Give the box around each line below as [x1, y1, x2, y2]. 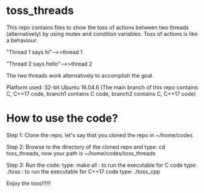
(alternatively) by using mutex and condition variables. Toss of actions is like [6, 30, 198, 37]
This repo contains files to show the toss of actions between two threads [6, 24, 189, 31]
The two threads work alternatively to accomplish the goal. [6, 72, 154, 79]
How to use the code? [6, 112, 119, 125]
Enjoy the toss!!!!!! [6, 180, 51, 187]
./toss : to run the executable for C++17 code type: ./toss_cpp [6, 168, 160, 175]
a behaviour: [6, 36, 38, 44]
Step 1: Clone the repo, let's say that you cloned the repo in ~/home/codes [6, 131, 193, 138]
